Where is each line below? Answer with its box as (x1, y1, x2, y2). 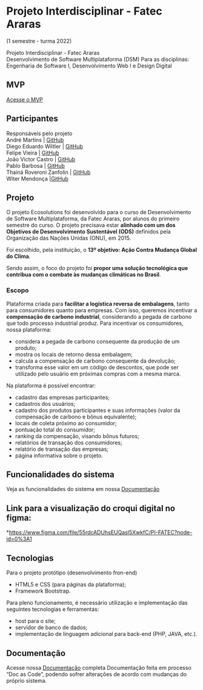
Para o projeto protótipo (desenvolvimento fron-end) (6, 569, 138, 576)
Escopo (6, 286, 29, 294)
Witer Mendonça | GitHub (6, 175, 68, 182)
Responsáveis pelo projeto (6, 130, 73, 137)
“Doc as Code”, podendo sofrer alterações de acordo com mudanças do (6, 671, 187, 678)
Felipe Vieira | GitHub (6, 149, 59, 156)
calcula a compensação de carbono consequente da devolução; (15, 357, 176, 364)
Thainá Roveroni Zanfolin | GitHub (6, 169, 91, 176)
